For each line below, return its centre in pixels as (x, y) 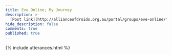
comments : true (21, 29)
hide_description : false (32, 24)
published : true (23, 33)
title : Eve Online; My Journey (39, 10)
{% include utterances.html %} (38, 48)
